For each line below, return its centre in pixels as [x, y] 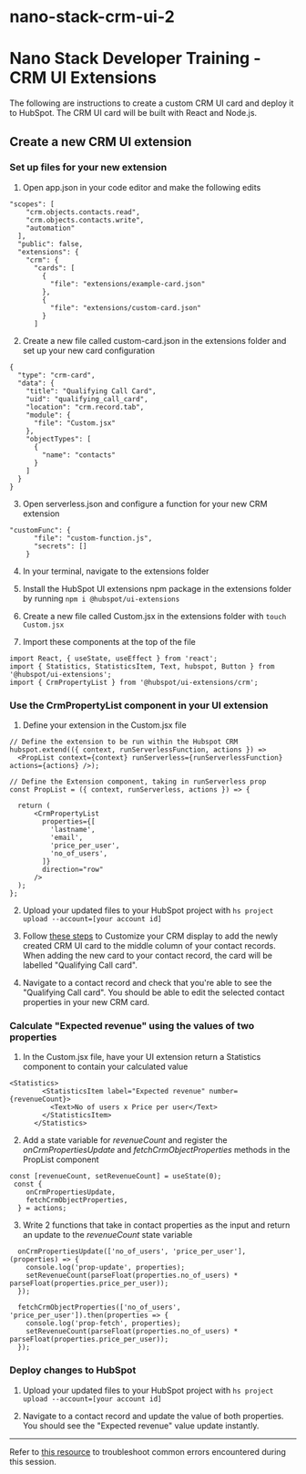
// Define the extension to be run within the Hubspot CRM [124, 742]
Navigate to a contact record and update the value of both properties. [153, 1416]
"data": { [36, 383]
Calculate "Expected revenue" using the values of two [132, 1026]
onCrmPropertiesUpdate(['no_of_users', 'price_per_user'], [132, 1251]
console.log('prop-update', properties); [105, 1268]
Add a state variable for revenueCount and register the [125, 1140]
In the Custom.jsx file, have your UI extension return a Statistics [142, 1057]
